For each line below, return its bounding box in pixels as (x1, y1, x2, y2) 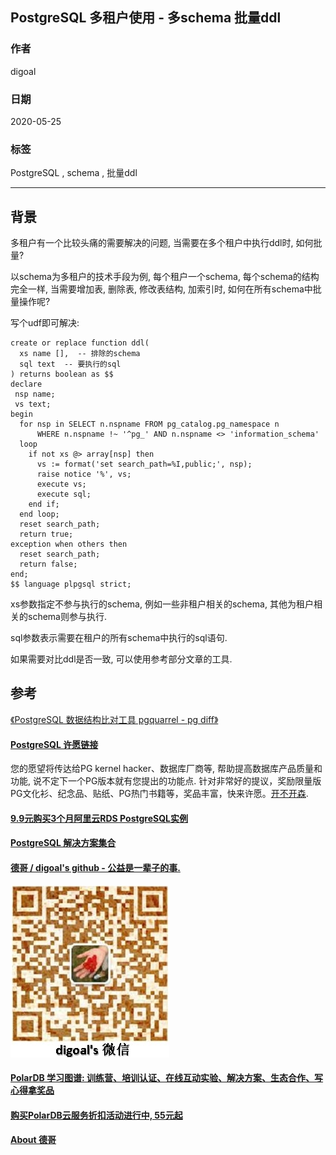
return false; (19, 559, 78, 570)
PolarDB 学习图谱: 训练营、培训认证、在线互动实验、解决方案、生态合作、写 (10, 1072, 324, 1084)
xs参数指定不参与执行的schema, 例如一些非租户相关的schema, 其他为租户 (10, 598, 314, 610)
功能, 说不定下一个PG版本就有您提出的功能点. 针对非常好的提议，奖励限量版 (10, 775, 322, 787)
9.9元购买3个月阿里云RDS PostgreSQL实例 (10, 812, 188, 824)
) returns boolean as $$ (10, 369, 114, 380)
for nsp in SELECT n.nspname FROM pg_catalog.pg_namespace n (19, 419, 280, 430)
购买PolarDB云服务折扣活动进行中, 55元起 (10, 1109, 183, 1121)
